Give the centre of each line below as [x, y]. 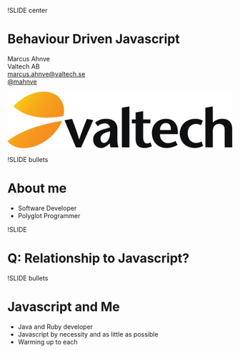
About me [37, 188]
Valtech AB [24, 66]
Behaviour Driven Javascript [94, 39]
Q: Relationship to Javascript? [99, 258]
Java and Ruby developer [55, 327]
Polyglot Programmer [49, 215]
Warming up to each [47, 342]
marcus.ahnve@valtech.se [46, 73]
